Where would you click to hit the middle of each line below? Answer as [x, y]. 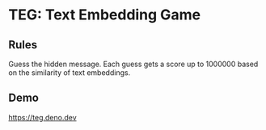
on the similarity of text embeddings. [70, 73]
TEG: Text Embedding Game [104, 15]
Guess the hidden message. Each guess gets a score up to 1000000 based [133, 64]
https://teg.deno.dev [42, 117]
